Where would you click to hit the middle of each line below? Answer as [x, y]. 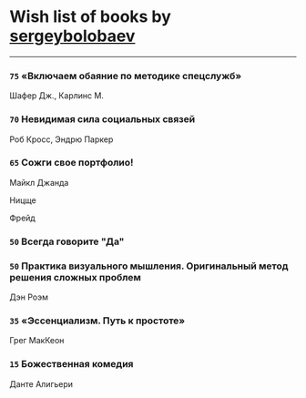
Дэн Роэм [29, 297]
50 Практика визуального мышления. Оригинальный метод [149, 266]
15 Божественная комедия [71, 364]
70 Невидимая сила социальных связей [102, 119]
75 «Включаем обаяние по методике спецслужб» [126, 76]
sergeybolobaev [72, 36]
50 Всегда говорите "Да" [67, 241]
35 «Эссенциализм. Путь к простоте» [97, 321]
